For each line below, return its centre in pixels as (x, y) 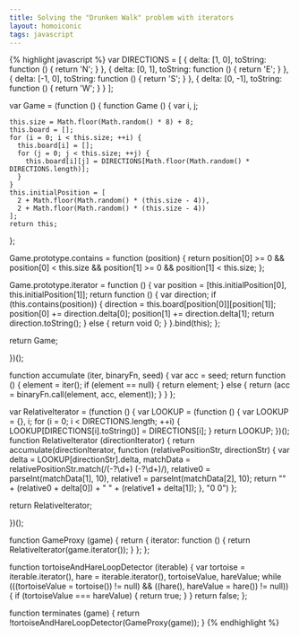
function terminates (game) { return (75, 613)
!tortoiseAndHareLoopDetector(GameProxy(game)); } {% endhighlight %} (145, 623)
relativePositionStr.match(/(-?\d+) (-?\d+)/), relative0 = (110, 469)
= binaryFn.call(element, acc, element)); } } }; (93, 395)
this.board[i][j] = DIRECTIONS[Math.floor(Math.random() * (138, 161)
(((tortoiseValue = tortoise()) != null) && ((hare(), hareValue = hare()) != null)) (149, 586)
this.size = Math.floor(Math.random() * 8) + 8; (102, 122)
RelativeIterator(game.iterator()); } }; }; (80, 550)
